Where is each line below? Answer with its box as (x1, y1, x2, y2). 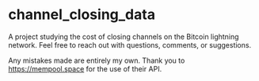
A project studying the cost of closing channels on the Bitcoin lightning (8, 32, 239, 41)
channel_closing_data (8, 6, 156, 24)
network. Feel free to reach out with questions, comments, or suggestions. (8, 40, 252, 49)
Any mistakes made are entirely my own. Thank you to (8, 56, 185, 65)
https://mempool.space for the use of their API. (8, 64, 162, 73)
